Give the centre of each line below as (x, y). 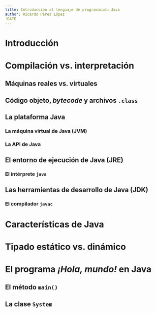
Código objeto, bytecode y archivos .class (72, 100)
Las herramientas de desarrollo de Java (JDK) (77, 190)
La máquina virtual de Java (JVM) (46, 131)
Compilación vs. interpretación (70, 66)
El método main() (31, 287)
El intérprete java (26, 174)
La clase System (29, 304)
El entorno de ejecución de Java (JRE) (64, 160)
